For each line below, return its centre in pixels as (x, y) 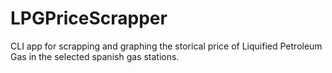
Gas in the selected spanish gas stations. (95, 56)
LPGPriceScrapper (89, 18)
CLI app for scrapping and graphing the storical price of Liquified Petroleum (166, 46)
